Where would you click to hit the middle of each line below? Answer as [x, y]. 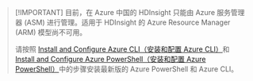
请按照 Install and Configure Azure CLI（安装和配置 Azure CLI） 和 [122, 49]
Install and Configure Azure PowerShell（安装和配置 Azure [111, 59]
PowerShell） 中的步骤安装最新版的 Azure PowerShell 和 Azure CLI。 [126, 69]
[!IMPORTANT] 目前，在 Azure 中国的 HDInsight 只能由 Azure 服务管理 [130, 12]
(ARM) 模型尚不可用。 [51, 32]
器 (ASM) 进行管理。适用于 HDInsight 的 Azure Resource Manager [123, 22]
